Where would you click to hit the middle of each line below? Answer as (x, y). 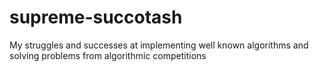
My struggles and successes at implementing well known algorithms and (159, 45)
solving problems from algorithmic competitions (108, 55)
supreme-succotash (96, 17)
